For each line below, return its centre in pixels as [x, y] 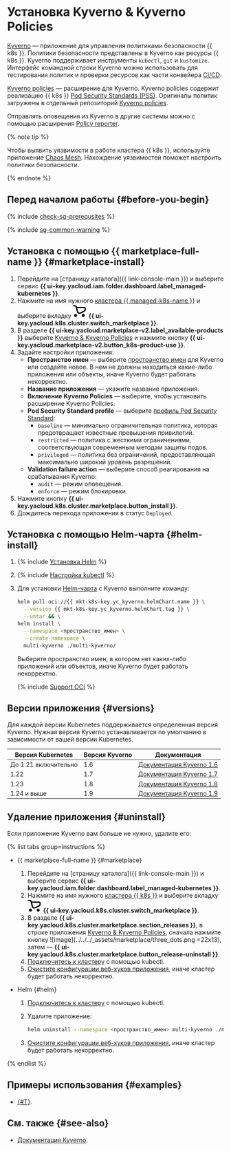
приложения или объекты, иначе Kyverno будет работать [112, 374]
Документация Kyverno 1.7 [178, 774]
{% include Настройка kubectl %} [66, 575]
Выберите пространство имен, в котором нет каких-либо [102, 658]
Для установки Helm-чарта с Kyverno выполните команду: [103, 588]
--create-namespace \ [55, 638]
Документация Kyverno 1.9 [178, 793]
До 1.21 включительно [44, 765]
